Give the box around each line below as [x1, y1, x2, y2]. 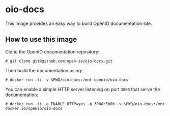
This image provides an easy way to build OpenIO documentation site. [5, 20, 153, 26]
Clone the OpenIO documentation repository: [5, 48, 100, 54]
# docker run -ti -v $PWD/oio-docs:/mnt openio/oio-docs [5, 77, 129, 82]
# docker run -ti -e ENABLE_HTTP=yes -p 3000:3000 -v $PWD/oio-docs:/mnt [5, 101, 165, 106]
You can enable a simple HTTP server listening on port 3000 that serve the [5, 86, 160, 92]
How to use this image [5, 35, 77, 44]
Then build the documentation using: [5, 67, 82, 73]
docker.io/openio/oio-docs [5, 106, 63, 111]
